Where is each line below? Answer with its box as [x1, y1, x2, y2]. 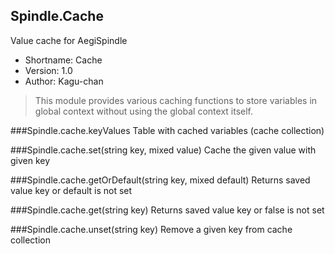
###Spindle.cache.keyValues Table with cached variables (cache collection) [10, 124, 325, 136]
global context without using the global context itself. [34, 105, 254, 117]
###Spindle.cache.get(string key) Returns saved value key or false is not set [10, 204, 325, 216]
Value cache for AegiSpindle [10, 34, 128, 46]
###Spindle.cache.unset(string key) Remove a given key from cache [10, 223, 293, 235]
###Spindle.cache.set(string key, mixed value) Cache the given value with [10, 144, 317, 156]
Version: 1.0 [24, 64, 73, 76]
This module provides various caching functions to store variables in [34, 94, 318, 106]
